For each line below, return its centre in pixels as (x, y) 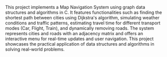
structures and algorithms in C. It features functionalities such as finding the (83, 12)
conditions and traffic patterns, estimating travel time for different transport (83, 23)
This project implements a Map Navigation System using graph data (75, 7)
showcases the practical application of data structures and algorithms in (80, 44)
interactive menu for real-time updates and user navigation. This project (79, 39)
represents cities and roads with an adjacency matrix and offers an (74, 33)
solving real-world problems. (35, 49)
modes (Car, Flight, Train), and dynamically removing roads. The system (80, 28)
